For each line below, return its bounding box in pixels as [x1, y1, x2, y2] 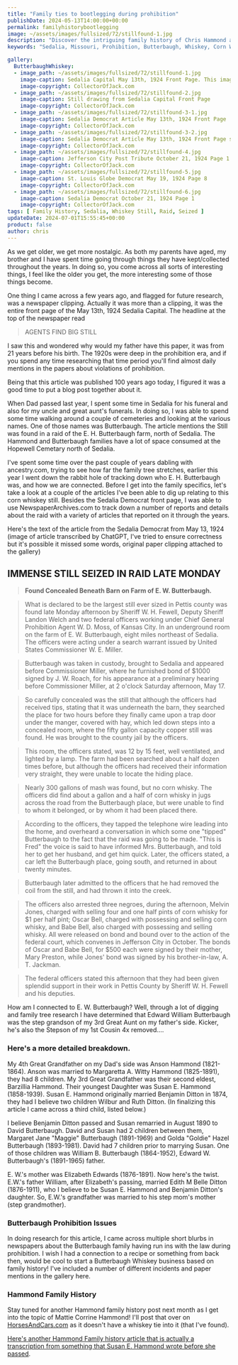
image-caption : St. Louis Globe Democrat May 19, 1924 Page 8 [20, 175, 208, 182]
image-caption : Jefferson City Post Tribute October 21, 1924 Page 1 [20, 155, 230, 163]
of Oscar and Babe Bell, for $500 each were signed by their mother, [24, 945, 223, 954]
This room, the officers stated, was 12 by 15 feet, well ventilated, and [24, 747, 225, 756]
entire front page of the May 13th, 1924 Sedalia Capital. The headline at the [7, 306, 226, 314]
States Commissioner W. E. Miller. [24, 645, 123, 654]
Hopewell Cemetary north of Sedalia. [7, 444, 115, 453]
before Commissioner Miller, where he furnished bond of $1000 [24, 667, 210, 675]
